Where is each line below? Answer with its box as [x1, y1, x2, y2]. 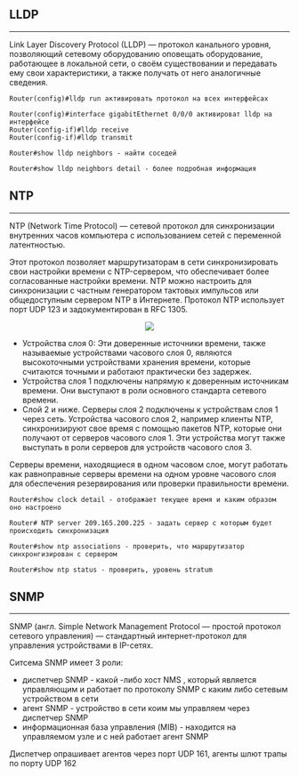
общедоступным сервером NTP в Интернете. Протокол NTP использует [9, 294, 285, 305]
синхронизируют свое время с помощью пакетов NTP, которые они [21, 423, 282, 433]
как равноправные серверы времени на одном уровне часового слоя [9, 468, 277, 479]
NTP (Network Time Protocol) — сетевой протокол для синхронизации [9, 220, 275, 231]
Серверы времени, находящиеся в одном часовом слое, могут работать [9, 458, 288, 470]
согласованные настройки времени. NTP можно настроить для [9, 275, 252, 286]
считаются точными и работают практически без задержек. [21, 366, 252, 376]
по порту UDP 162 [9, 758, 77, 769]
